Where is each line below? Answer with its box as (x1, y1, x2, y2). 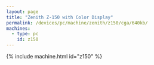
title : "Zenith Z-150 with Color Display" (6, 14, 113, 20)
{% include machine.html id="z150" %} (6, 53, 103, 60)
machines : (6, 25, 31, 32)
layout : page (6, 8, 39, 15)
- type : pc (11, 31, 39, 37)
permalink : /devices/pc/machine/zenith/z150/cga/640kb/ (6, 20, 148, 26)
